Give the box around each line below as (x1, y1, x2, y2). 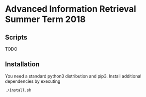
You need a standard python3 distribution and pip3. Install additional (5, 73, 142, 79)
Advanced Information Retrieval (5, 3, 136, 15)
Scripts (5, 33, 28, 41)
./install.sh (5, 88, 32, 93)
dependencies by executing (5, 78, 61, 84)
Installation (5, 60, 40, 69)
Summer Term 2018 (5, 14, 86, 25)
